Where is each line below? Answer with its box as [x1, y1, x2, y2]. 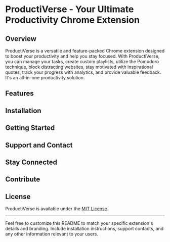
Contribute [5, 175, 40, 184]
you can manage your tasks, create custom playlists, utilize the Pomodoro [5, 59, 159, 64]
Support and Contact [5, 140, 73, 150]
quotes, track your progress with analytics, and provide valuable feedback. [5, 69, 161, 75]
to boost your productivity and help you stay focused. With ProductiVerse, [5, 53, 160, 59]
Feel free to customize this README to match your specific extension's [5, 220, 153, 226]
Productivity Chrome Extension [5, 14, 140, 26]
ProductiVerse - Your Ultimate [5, 4, 134, 15]
